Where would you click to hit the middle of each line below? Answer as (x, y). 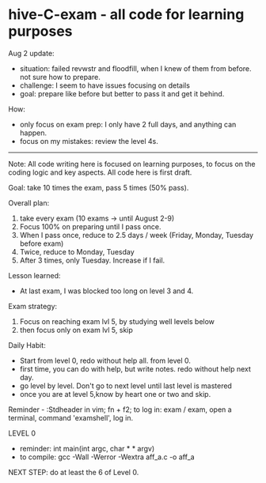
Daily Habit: (27, 345)
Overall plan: (29, 202)
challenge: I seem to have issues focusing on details (104, 85)
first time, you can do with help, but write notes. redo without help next (135, 368)
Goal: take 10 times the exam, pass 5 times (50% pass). (99, 187)
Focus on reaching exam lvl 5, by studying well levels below (117, 321)
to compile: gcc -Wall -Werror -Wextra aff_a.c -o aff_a (107, 457)
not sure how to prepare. (60, 77)
